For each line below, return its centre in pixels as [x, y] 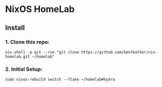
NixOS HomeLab [40, 9]
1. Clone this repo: [27, 42]
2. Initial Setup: [24, 69]
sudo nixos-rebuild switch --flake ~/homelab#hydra [60, 79]
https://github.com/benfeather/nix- [119, 52]
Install [15, 28]
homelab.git [17, 56]
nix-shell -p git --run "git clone [42, 52]
